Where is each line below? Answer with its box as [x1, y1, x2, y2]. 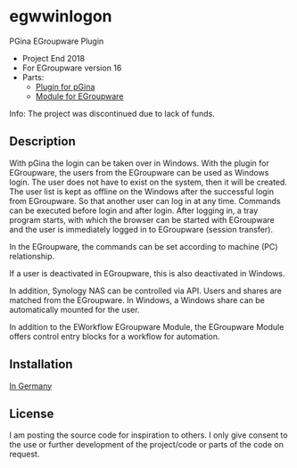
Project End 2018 [21, 53, 86, 63]
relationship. [9, 250, 55, 261]
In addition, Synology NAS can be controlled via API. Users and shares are [9, 285, 283, 296]
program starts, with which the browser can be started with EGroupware [9, 214, 275, 225]
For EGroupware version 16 [21, 62, 122, 73]
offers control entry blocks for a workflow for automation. [9, 331, 220, 341]
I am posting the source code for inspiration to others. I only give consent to [9, 430, 288, 440]
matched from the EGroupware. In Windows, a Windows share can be [9, 294, 265, 305]
